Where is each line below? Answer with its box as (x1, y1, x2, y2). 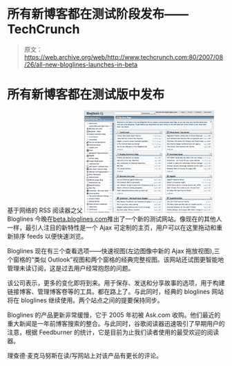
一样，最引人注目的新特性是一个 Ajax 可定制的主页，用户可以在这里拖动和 (7, 223, 217, 232)
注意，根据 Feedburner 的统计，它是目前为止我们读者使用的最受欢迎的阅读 (7, 328, 220, 336)
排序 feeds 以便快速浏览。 (12, 232, 88, 240)
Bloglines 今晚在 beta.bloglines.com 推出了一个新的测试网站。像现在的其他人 (7, 214, 222, 223)
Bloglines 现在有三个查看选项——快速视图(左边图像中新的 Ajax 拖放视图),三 (7, 246, 220, 255)
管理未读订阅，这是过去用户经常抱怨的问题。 (7, 264, 135, 272)
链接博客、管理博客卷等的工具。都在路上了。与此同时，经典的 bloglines (7, 287, 211, 295)
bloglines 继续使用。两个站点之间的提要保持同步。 (20, 295, 164, 304)
